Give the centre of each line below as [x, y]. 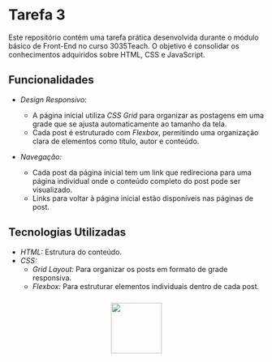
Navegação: [41, 156]
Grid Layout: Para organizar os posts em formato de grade [130, 269]
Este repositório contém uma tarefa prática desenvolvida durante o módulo [134, 37]
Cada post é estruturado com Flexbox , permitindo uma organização [145, 132]
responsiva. [52, 278]
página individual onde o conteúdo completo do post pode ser [136, 181]
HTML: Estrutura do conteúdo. [71, 252]
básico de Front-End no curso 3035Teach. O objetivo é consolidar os [124, 45]
